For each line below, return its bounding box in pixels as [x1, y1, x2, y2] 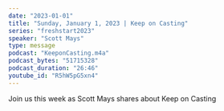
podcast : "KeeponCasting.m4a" [8, 49, 110, 57]
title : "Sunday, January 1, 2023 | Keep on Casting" [8, 19, 189, 27]
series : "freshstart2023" [8, 27, 95, 35]
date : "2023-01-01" [8, 11, 74, 20]
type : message [8, 42, 56, 50]
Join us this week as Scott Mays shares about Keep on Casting [8, 93, 217, 103]
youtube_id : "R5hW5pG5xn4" [8, 72, 99, 80]
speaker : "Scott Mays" [8, 34, 84, 43]
